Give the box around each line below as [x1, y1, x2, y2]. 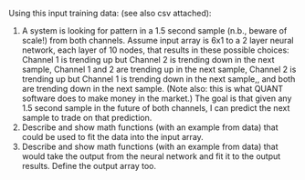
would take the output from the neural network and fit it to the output [21, 151, 281, 162]
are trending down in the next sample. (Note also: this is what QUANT [21, 84, 284, 94]
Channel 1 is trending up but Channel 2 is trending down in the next [21, 55, 275, 65]
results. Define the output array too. [21, 161, 157, 171]
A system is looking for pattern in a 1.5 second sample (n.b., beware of [21, 25, 288, 35]
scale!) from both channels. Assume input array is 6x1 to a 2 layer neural [21, 35, 294, 45]
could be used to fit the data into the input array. [21, 132, 205, 142]
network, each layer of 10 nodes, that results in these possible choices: [21, 45, 289, 55]
